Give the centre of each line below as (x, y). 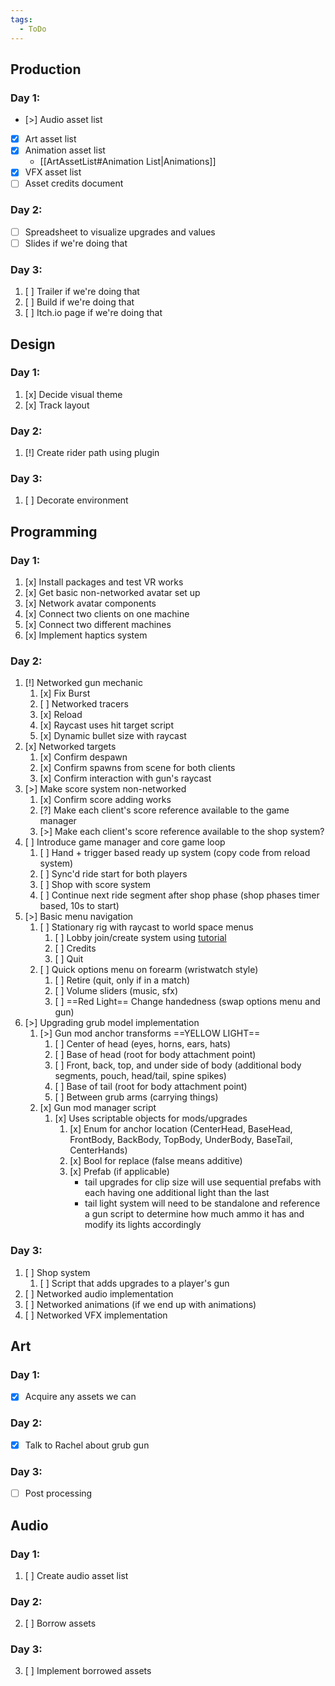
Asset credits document (74, 183)
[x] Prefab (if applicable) (119, 1172)
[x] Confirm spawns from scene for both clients (137, 768)
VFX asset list (53, 172)
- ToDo (33, 29)
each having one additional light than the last (177, 1193)
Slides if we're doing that (76, 243)
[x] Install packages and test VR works (104, 582)
